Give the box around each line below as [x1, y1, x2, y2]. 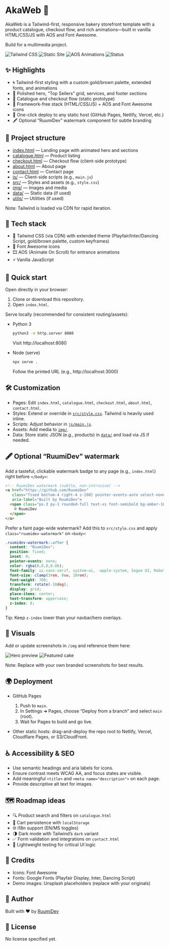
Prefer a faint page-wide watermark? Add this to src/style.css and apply [5, 525, 157, 531]
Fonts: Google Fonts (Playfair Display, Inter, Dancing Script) [12, 875, 136, 881]
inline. [12, 415, 25, 421]
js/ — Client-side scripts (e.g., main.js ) [12, 174, 93, 180]
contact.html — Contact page [12, 168, 74, 175]
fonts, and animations [12, 85, 58, 91]
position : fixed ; [10, 549, 46, 555]
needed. [12, 437, 30, 443]
